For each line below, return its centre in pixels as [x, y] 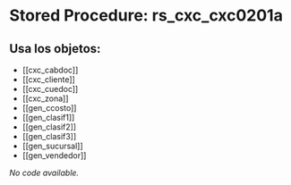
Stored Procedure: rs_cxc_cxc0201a [146, 16]
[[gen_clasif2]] [49, 127]
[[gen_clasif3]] [49, 136]
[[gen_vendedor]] [54, 156]
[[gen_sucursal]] [52, 146]
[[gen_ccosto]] [49, 108]
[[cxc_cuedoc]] [50, 89]
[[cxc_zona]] [45, 98]
